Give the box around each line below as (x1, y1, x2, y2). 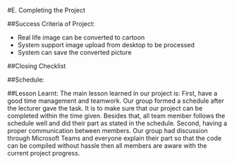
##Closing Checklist (7, 62, 66, 70)
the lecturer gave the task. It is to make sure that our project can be (7, 104, 203, 112)
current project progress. (7, 149, 80, 157)
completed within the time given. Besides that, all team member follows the (7, 112, 226, 120)
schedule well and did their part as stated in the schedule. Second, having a (7, 119, 228, 127)
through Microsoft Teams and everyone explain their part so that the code (7, 134, 222, 142)
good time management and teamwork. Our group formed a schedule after (7, 96, 224, 105)
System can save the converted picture (17, 49, 132, 56)
